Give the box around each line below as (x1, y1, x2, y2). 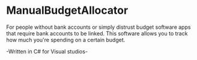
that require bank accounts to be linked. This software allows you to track (6, 29, 188, 37)
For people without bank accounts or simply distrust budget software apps (6, 23, 191, 31)
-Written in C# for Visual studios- (6, 47, 88, 55)
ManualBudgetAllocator (6, 4, 129, 17)
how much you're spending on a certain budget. (6, 36, 126, 43)
